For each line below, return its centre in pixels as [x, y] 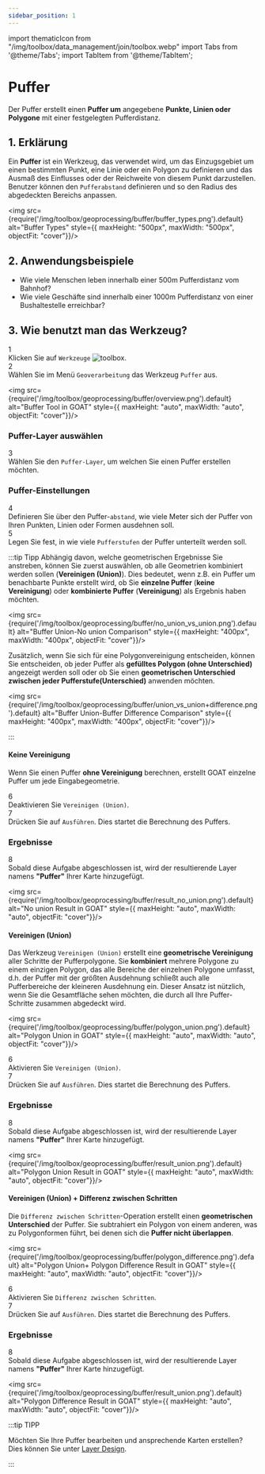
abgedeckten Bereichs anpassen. [62, 195]
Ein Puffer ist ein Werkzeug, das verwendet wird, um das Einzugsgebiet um [131, 162]
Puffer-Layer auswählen [56, 436]
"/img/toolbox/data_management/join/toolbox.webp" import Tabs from [123, 46]
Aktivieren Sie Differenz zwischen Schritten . [82, 1297]
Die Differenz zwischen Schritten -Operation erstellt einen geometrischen [131, 1216]
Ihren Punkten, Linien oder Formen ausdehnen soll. [91, 525]
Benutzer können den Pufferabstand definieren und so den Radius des [123, 187]
